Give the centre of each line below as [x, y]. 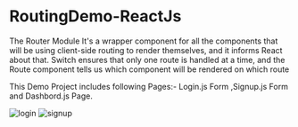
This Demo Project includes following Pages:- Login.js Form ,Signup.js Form [149, 86]
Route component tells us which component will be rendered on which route [149, 69]
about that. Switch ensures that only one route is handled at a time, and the [147, 60]
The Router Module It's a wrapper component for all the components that [144, 41]
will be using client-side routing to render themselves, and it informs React [146, 50]
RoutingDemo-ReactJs [95, 16]
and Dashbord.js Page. [51, 96]
